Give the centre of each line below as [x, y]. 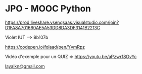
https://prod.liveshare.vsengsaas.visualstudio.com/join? [62, 22]
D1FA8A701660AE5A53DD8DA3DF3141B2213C [53, 27]
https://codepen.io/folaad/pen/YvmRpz [45, 47]
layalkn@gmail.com [25, 66]
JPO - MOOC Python [48, 9]
